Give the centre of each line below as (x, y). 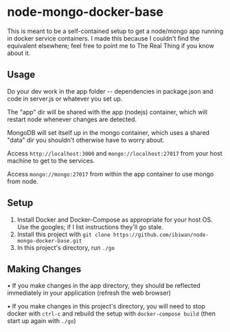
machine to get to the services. (51, 160)
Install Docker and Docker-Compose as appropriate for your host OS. (115, 219)
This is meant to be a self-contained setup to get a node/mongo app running (115, 31)
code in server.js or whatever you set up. (65, 98)
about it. (19, 53)
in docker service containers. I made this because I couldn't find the (103, 38)
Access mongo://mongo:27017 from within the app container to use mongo (111, 174)
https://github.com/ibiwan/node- (161, 235)
